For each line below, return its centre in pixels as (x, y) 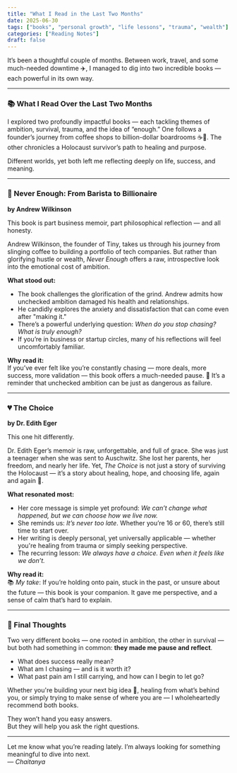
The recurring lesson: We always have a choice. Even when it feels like (121, 553)
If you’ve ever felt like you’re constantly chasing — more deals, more (107, 368)
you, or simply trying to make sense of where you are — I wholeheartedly (114, 698)
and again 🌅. (25, 481)
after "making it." (42, 316)
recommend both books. (43, 705)
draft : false (26, 40)
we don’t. (31, 561)
